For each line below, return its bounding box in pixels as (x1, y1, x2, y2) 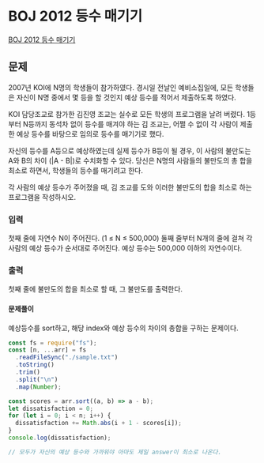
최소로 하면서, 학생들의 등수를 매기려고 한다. (8, 165, 144, 175)
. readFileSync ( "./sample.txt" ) (15, 353, 119, 362)
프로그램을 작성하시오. (8, 192, 77, 201)
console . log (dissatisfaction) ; (8, 434, 111, 442)
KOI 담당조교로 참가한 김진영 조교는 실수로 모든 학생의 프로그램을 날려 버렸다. (8, 109, 245, 119)
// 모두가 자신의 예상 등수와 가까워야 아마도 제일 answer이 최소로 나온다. (8, 448, 222, 456)
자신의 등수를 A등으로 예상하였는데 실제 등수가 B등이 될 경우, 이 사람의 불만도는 (8, 145, 251, 155)
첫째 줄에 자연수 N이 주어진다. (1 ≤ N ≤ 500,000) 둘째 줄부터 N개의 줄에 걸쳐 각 (8, 234, 253, 243)
